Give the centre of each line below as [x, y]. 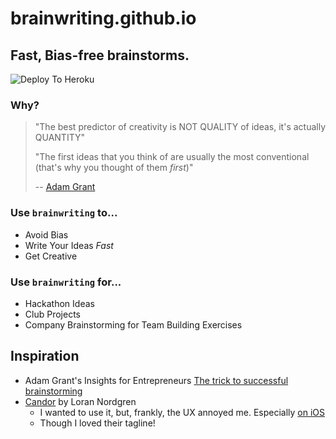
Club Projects [52, 314]
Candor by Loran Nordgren [80, 401]
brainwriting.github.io [103, 18]
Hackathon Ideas [59, 303]
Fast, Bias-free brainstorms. [100, 55]
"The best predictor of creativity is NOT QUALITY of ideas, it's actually [180, 127]
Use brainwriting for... [66, 282]
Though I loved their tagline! [97, 423]
